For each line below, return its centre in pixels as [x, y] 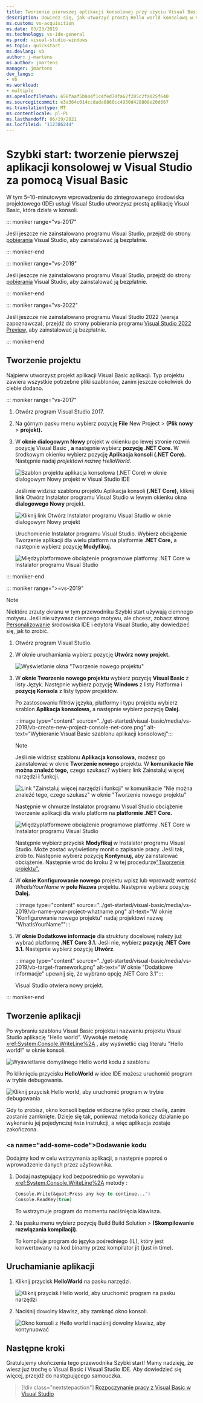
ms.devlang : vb [25, 52]
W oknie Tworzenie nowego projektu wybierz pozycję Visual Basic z [102, 678]
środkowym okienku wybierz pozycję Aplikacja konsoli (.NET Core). [100, 454]
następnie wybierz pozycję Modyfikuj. [63, 546]
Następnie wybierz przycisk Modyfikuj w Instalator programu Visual [100, 843]
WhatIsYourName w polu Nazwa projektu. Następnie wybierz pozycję [102, 886]
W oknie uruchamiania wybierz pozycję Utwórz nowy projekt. [92, 654]
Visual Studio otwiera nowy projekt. [59, 985]
